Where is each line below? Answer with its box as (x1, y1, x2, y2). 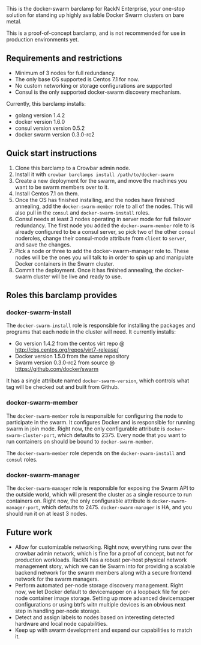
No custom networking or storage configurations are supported (14, 82, 172, 89)
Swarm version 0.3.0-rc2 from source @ (14, 359, 115, 366)
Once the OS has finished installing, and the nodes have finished (14, 196, 175, 203)
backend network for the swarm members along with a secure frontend (14, 569, 192, 576)
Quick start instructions (6, 148, 97, 159)
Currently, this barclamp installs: (6, 100, 86, 107)
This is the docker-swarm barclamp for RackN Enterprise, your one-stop (6, 5, 185, 12)
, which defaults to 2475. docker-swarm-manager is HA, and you (38, 503, 193, 510)
